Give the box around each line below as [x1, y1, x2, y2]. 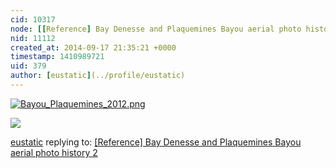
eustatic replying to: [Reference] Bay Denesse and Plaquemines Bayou [10, 136, 302, 148]
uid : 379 [10, 61, 47, 71]
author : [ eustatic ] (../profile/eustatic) [10, 71, 186, 81]
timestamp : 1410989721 [10, 52, 105, 62]
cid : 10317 [10, 14, 56, 25]
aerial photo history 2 [10, 146, 98, 158]
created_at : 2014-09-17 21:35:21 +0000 [10, 42, 177, 53]
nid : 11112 [10, 33, 56, 43]
